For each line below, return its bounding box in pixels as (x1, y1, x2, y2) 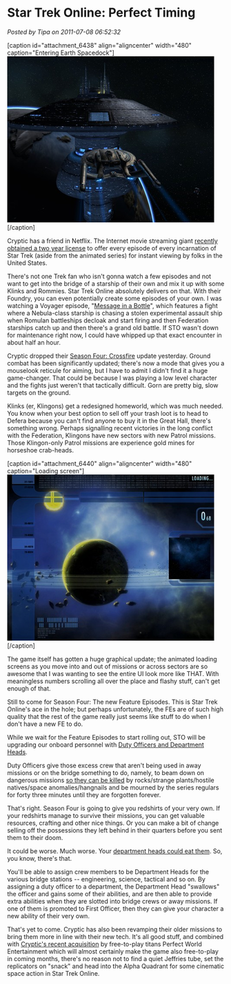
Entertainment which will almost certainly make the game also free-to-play (7, 947, 219, 956)
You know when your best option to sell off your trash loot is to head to (7, 409, 209, 417)
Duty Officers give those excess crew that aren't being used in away (7, 761, 201, 769)
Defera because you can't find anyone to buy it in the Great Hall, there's (7, 417, 212, 425)
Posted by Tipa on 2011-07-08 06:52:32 (7, 28, 121, 36)
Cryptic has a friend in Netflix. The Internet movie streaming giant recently (7, 237, 219, 245)
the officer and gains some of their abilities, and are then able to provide (7, 889, 212, 898)
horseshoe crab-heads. (7, 446, 74, 454)
